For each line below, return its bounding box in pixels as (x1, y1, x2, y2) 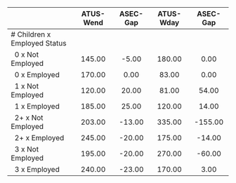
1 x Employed (14, 102, 60, 111)
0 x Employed (14, 70, 60, 79)
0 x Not (14, 50, 39, 59)
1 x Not (14, 81, 39, 90)
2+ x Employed (14, 133, 65, 142)
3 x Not (14, 144, 39, 154)
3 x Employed (14, 165, 60, 174)
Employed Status (11, 39, 67, 48)
